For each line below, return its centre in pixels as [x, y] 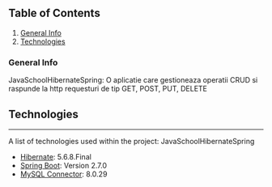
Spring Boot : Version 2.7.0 [64, 165]
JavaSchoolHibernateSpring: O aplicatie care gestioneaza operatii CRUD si [133, 80]
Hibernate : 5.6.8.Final [55, 156]
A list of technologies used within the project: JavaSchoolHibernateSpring [132, 141]
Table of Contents [55, 13]
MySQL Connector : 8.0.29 [64, 174]
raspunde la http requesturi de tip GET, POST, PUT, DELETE [108, 89]
